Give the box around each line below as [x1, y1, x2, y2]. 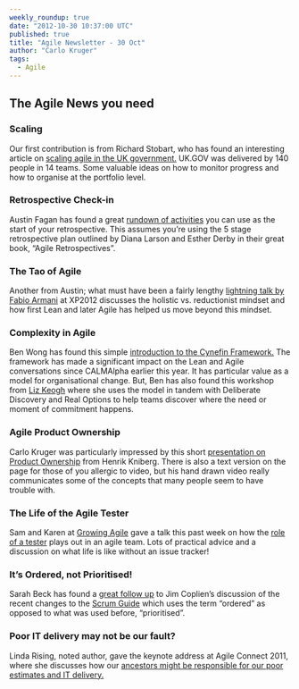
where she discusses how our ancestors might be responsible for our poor [9, 660, 284, 670]
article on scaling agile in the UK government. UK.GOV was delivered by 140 [9, 153, 289, 164]
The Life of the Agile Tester [9, 507, 129, 519]
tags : [9, 55, 29, 63]
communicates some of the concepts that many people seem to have [9, 475, 264, 485]
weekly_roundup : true [9, 13, 90, 22]
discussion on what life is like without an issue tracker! [9, 546, 210, 557]
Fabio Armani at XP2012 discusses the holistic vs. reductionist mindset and [9, 295, 286, 306]
